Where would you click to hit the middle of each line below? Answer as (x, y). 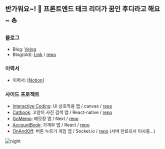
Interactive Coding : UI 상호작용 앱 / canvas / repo (62, 106)
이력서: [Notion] (28, 80)
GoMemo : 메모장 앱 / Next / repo (45, 118)
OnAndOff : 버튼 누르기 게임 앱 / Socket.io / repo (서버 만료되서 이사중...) (84, 131)
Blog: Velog (24, 49)
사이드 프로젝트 (22, 94)
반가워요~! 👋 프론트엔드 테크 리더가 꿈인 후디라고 (76, 9)
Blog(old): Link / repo (34, 54)
